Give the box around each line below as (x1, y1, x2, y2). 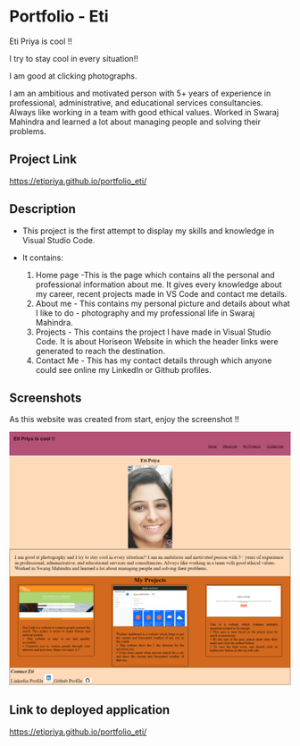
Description (9, 201, 76, 216)
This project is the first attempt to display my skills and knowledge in (21, 225, 275, 236)
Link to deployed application (9, 702, 171, 717)
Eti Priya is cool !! (9, 36, 73, 47)
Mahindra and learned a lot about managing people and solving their (9, 116, 262, 127)
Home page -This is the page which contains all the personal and (35, 269, 275, 280)
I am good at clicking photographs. (9, 70, 137, 81)
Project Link (9, 152, 78, 167)
